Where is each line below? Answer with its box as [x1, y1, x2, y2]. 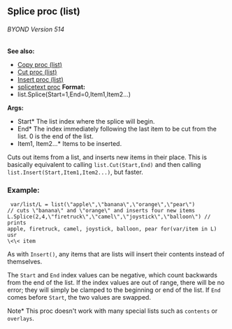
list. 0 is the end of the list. [17, 132, 94, 140]
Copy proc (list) [17, 60, 63, 68]
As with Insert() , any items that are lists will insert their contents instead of [7, 249, 225, 258]
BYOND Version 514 [7, 24, 65, 34]
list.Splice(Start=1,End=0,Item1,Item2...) [17, 90, 131, 98]
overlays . [7, 314, 35, 322]
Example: [7, 185, 40, 195]
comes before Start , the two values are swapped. [7, 293, 152, 301]
